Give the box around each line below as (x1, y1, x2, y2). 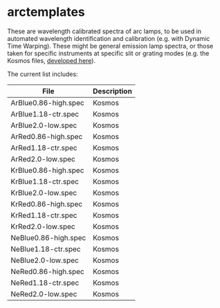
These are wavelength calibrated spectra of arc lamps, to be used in (7, 27, 202, 35)
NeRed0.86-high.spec (10, 266, 84, 276)
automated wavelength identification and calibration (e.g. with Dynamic (7, 34, 210, 42)
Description (92, 86, 133, 96)
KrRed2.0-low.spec (10, 221, 75, 231)
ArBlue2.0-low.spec (10, 120, 77, 130)
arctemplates (7, 4, 85, 20)
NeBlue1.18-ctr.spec (10, 244, 81, 253)
